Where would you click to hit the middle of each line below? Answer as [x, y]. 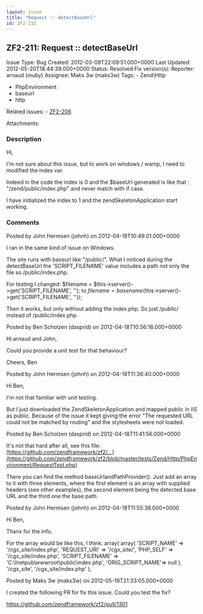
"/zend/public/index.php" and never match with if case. [75, 189]
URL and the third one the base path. [52, 496]
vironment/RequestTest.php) [42, 465]
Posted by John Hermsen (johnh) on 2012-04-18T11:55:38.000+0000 [93, 508]
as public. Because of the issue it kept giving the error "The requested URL [100, 416]
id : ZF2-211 [21, 23]
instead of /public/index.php [42, 315]
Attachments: [23, 123]
